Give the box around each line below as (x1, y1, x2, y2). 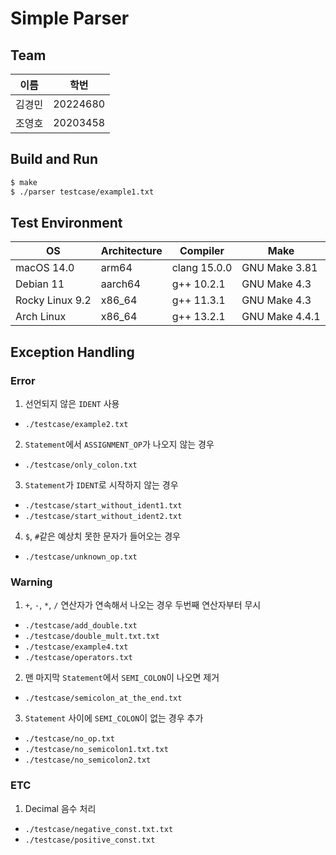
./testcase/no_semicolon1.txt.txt (24, 745, 169, 755)
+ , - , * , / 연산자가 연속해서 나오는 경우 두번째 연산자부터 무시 (24, 599, 262, 611)
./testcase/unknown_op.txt (24, 552, 138, 562)
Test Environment (10, 214, 123, 231)
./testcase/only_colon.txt (24, 460, 138, 471)
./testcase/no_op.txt (24, 734, 115, 744)
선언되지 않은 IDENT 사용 (24, 398, 120, 410)
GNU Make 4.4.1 (241, 310, 321, 324)
